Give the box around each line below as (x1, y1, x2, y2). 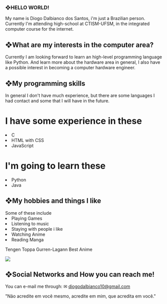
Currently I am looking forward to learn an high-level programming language (5, 54, 162, 60)
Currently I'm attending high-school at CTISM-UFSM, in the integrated (5, 21, 150, 27)
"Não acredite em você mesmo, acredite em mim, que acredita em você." (5, 293, 156, 299)
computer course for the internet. (5, 26, 74, 32)
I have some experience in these (5, 115, 142, 127)
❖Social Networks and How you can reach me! (5, 270, 155, 278)
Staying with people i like (11, 226, 63, 232)
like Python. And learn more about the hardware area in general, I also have (5, 59, 160, 65)
